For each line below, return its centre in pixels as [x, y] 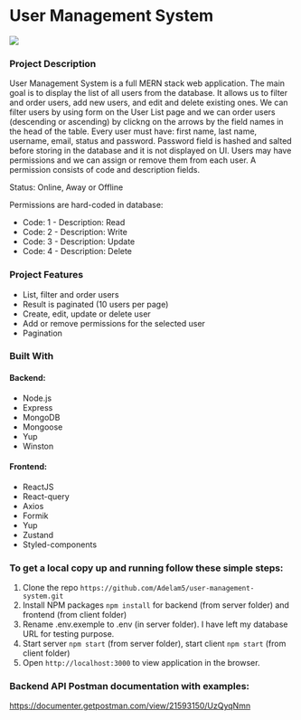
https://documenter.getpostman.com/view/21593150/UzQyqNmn [130, 706]
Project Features [47, 275]
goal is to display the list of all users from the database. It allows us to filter [149, 93]
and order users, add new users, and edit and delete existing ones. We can [149, 103]
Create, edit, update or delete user [86, 314]
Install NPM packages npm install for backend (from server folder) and [155, 605]
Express [38, 407]
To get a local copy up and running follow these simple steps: [146, 568]
